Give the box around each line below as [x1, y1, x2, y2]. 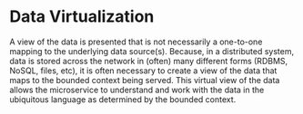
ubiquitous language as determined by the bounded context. [9, 93, 237, 105]
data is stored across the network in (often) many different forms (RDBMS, [9, 55, 288, 66]
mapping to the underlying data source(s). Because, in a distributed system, [9, 45, 294, 56]
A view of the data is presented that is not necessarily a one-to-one [9, 36, 263, 47]
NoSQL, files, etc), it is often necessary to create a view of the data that [9, 65, 278, 76]
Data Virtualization [9, 6, 155, 27]
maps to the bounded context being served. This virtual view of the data [9, 74, 280, 85]
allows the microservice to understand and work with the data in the [9, 84, 265, 95]
